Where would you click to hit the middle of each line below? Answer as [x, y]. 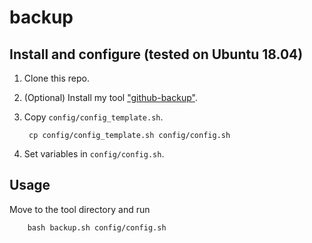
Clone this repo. [56, 78]
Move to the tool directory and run [80, 209]
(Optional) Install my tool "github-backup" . [110, 97]
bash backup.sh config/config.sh [97, 227]
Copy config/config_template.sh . [93, 117]
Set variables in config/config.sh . [94, 154]
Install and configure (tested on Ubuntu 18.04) [156, 54]
